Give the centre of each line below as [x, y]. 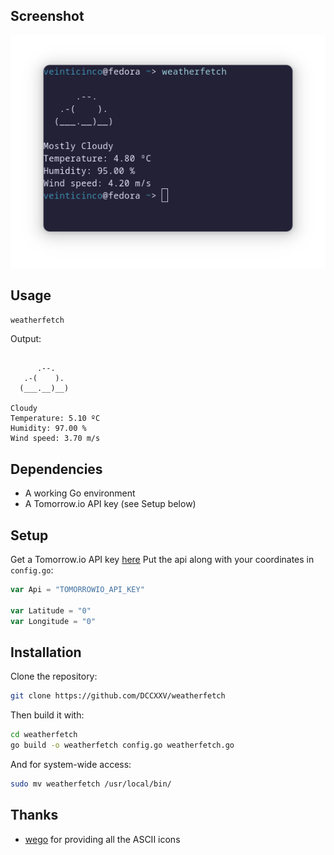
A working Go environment [80, 493]
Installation [46, 652]
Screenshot [47, 16]
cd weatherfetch [44, 735]
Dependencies [56, 469]
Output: [26, 339]
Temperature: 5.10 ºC [55, 419]
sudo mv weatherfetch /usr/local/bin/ [91, 784]
